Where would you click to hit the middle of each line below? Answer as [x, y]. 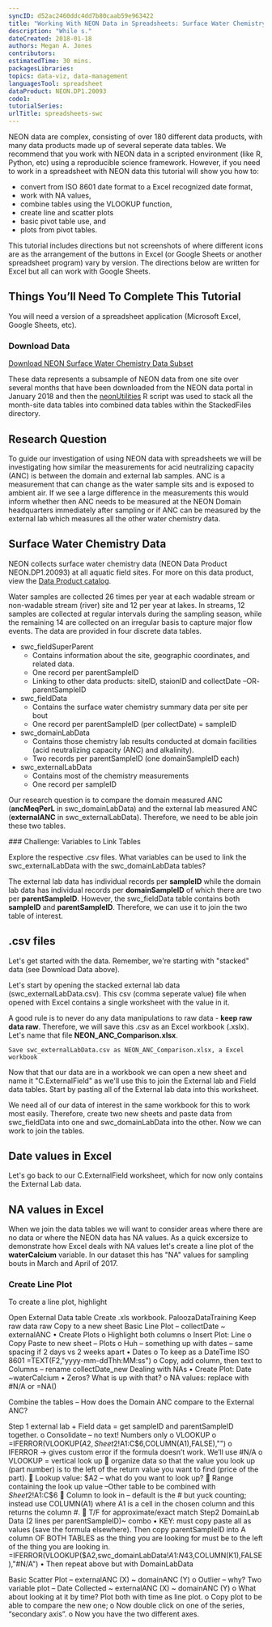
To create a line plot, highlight [58, 1302]
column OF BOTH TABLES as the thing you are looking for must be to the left [136, 1538]
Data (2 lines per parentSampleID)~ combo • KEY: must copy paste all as [130, 1521]
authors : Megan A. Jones [50, 46]
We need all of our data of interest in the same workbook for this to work [130, 1105]
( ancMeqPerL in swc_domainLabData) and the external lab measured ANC [133, 808]
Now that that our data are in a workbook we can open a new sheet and [127, 1072]
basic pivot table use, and [63, 221]
